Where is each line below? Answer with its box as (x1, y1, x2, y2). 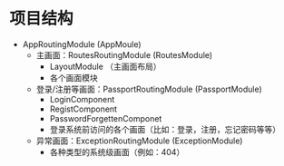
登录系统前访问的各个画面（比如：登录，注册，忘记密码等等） (49, 123, 281, 134)
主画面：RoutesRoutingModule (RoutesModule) (35, 49, 213, 60)
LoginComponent (49, 93, 115, 104)
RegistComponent (49, 103, 118, 114)
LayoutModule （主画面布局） (49, 61, 162, 72)
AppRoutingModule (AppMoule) (22, 38, 142, 50)
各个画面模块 (49, 72, 98, 83)
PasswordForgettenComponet (49, 112, 162, 123)
